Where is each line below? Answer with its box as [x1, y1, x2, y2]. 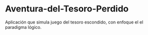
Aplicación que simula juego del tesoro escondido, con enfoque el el [5, 19, 144, 25]
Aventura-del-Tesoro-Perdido [5, 3, 129, 14]
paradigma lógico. [5, 24, 42, 30]
